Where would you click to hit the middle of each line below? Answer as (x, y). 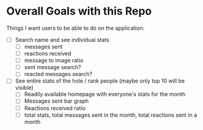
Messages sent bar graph (56, 101)
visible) (24, 88)
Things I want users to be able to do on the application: (76, 28)
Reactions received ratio (55, 108)
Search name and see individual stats (62, 39)
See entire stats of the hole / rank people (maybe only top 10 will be (100, 81)
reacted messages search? (58, 74)
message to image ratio (54, 60)
